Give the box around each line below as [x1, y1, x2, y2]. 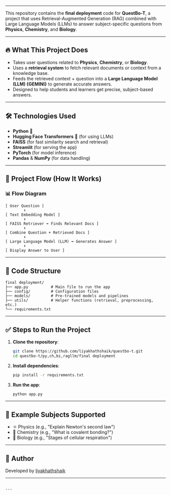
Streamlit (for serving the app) [12, 144, 77, 150]
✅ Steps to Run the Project [5, 325, 91, 334]
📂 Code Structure [5, 267, 61, 275]
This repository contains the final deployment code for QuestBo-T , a [5, 10, 151, 16]
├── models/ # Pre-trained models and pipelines [5, 294, 129, 299]
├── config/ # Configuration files [5, 289, 99, 294]
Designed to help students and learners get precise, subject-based [12, 86, 154, 92]
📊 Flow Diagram [5, 190, 47, 197]
